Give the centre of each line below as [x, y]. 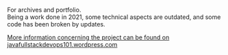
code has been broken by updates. [56, 24]
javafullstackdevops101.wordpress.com [62, 44]
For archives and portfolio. [44, 10]
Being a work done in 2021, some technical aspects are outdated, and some [114, 17]
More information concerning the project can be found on [88, 37]
